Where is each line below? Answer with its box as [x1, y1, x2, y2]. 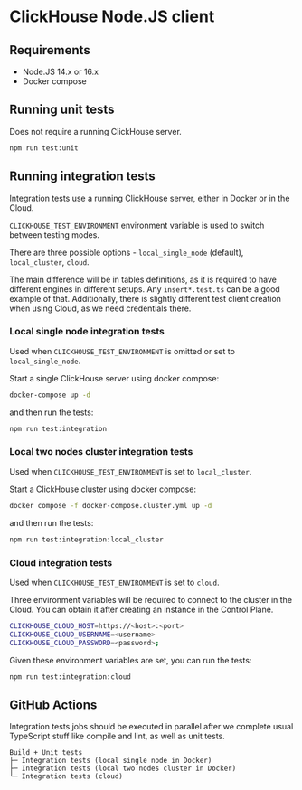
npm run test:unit [9, 143, 79, 153]
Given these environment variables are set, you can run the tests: [9, 654, 252, 665]
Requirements [9, 42, 90, 58]
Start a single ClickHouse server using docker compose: [9, 372, 220, 383]
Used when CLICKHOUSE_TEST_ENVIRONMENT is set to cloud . [9, 577, 220, 588]
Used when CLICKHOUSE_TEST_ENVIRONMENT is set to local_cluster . [9, 466, 252, 476]
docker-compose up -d [9, 390, 91, 400]
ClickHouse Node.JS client [9, 6, 215, 27]
